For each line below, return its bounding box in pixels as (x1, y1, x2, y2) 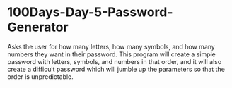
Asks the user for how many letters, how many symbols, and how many (7, 42, 216, 51)
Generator (7, 19, 69, 35)
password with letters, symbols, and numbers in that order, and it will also (7, 57, 222, 65)
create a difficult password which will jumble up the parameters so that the (7, 65, 225, 73)
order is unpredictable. (7, 72, 74, 81)
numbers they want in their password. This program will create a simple (7, 50, 216, 58)
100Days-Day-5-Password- (7, 4, 173, 20)
